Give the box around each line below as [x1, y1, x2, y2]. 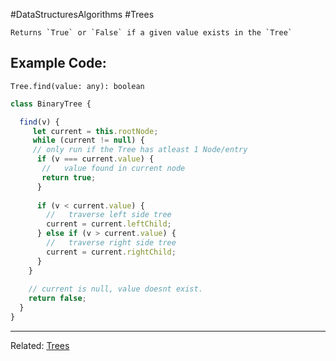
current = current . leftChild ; [46, 219, 172, 229]
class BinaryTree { [10, 99, 92, 109]
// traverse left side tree [46, 210, 172, 220]
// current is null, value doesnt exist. [28, 284, 203, 294]
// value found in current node [41, 164, 186, 174]
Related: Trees [10, 339, 70, 351]
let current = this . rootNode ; [32, 126, 159, 136]
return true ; [41, 172, 97, 183]
